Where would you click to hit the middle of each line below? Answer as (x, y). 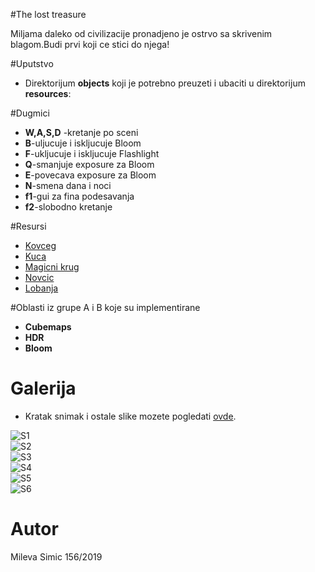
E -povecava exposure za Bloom (90, 175)
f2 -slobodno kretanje (68, 207)
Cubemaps (48, 327)
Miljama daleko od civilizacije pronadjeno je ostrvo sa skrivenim (141, 33)
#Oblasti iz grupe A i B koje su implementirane (105, 307)
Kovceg (40, 245)
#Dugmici (30, 113)
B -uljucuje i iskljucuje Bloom (83, 143)
